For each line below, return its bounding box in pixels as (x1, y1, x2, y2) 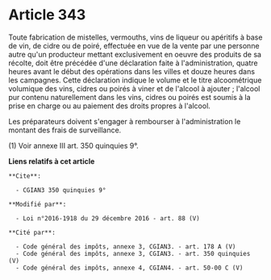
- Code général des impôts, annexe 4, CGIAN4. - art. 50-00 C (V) (15, 264, 244, 272)
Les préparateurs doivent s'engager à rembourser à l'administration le (8, 116, 241, 126)
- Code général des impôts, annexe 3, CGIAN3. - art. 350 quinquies (15, 249, 251, 257)
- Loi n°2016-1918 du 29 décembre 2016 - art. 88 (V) (15, 214, 200, 223)
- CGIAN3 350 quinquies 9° (15, 186, 106, 194)
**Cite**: (8, 172, 42, 180)
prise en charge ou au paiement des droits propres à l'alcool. (8, 101, 211, 111)
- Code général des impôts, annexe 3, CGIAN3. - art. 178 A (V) (15, 242, 236, 251)
